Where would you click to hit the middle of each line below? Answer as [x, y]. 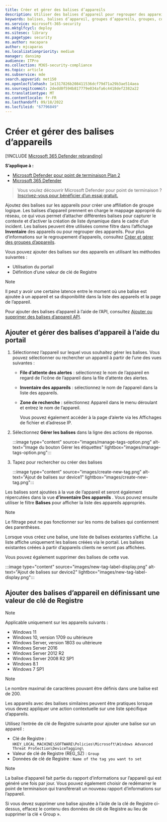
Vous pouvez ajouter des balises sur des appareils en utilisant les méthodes [83, 251]
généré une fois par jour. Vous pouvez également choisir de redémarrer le [81, 783]
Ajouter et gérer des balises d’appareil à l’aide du [83, 332]
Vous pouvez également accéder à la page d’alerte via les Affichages [90, 417]
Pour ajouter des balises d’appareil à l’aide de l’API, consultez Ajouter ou [79, 311]
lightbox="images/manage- [133, 447]
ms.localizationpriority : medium [40, 51]
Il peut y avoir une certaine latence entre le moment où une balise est [76, 291]
